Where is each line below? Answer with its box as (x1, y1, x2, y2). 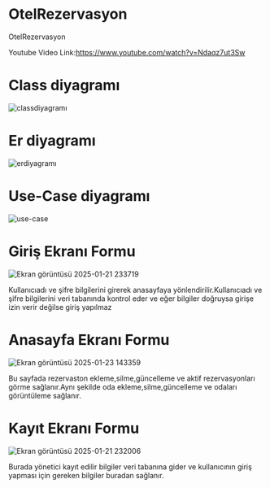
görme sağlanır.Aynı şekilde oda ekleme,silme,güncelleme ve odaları (8, 381, 237, 391)
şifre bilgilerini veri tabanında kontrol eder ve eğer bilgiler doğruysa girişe (8, 294, 255, 303)
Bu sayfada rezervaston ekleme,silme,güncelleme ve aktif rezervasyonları (8, 373, 255, 383)
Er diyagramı (8, 132, 96, 150)
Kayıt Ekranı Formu (8, 419, 140, 438)
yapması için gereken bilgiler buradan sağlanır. (8, 470, 164, 480)
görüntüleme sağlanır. (8, 390, 81, 400)
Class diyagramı (8, 76, 120, 94)
